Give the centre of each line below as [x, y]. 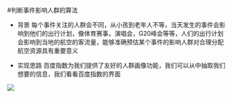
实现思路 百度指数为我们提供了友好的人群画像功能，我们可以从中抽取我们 [121, 65]
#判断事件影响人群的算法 [43, 10]
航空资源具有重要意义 [47, 51]
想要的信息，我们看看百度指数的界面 [69, 74]
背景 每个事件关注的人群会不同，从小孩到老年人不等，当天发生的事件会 [118, 25]
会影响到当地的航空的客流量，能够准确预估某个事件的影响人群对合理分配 [120, 42]
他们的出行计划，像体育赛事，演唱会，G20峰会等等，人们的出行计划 [126, 33]
